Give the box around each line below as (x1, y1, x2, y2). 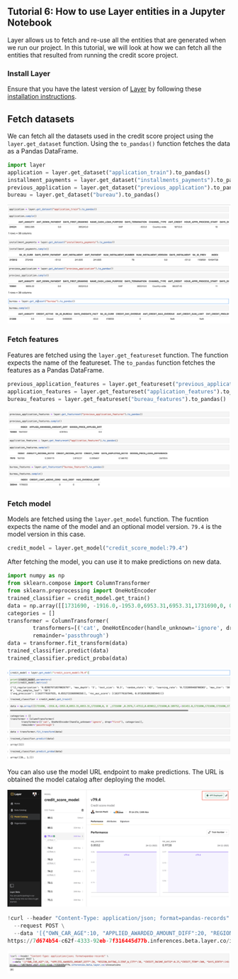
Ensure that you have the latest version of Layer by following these (7, 85, 202, 93)
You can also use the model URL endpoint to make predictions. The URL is (7, 767, 225, 776)
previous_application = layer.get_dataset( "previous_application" (7, 184, 208, 191)
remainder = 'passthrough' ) (33, 632, 110, 639)
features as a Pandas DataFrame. (7, 365, 105, 374)
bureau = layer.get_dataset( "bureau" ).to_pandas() (7, 191, 160, 198)
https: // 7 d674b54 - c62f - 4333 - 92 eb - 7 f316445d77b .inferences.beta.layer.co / (7, 937, 230, 944)
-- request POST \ (13, 922, 65, 930)
